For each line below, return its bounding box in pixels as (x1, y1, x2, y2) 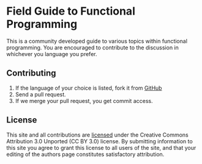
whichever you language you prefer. (6, 50, 97, 57)
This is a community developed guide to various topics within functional (6, 37, 188, 45)
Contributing (6, 68, 56, 79)
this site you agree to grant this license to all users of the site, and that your (6, 144, 196, 151)
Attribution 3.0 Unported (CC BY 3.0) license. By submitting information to (6, 137, 193, 144)
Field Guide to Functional (6, 4, 136, 18)
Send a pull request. (15, 90, 66, 98)
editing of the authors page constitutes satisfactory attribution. (6, 151, 165, 158)
